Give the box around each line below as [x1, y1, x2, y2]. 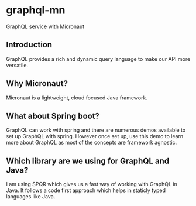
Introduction [6, 40, 53, 50]
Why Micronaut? [6, 78, 68, 88]
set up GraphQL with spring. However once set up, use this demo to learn [6, 133, 184, 140]
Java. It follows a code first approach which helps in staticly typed [6, 187, 166, 194]
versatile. [6, 61, 28, 68]
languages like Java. [6, 193, 56, 200]
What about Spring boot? [6, 111, 99, 121]
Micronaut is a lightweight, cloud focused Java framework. [6, 94, 148, 101]
